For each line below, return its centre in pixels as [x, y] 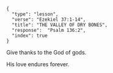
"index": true [30, 36]
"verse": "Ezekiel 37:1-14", [49, 20]
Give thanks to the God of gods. [46, 52]
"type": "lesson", [35, 14]
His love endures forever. [38, 64]
